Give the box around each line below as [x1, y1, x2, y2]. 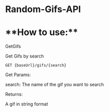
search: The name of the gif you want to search [5, 82, 104, 88]
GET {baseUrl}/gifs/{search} [5, 63, 67, 68]
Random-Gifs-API [5, 4, 81, 15]
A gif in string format [5, 101, 48, 107]
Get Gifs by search [5, 53, 44, 59]
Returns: [5, 91, 23, 97]
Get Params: [5, 72, 31, 78]
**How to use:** [5, 27, 78, 38]
